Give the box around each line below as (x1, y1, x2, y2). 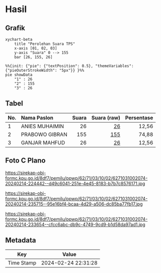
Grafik (5, 24, 25, 32)
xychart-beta (5, 37, 33, 42)
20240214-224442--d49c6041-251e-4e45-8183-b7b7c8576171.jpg (5, 180, 145, 186)
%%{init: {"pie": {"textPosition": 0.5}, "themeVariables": (5, 64, 134, 69)
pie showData (5, 72, 33, 77)
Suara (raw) (91, 114, 121, 121)
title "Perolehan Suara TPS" (14, 41, 75, 46)
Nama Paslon (21, 114, 54, 121)
